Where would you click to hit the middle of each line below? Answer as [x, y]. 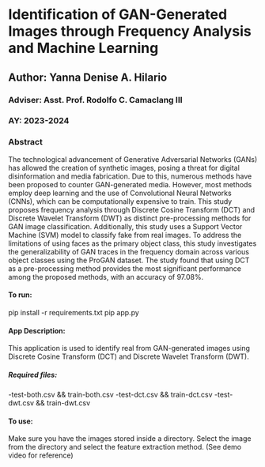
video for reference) [41, 455]
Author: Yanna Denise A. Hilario [88, 77]
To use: [21, 421]
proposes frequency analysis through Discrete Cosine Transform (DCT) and [132, 209]
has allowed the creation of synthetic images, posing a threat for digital [124, 168]
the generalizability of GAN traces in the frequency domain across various [129, 251]
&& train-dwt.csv [63, 403]
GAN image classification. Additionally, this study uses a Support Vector [125, 226]
